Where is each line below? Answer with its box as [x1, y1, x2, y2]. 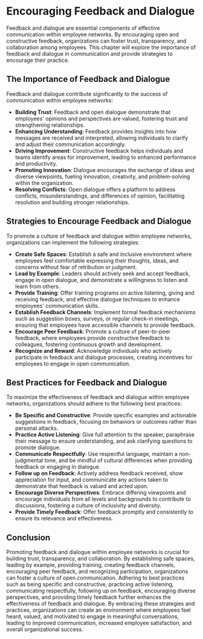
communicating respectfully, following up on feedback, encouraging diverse [6, 587, 196, 595]
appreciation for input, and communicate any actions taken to [14, 476, 168, 483]
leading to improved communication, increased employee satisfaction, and [6, 620, 192, 627]
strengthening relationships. [14, 121, 85, 129]
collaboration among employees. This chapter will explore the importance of [6, 44, 196, 51]
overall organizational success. [6, 626, 83, 633]
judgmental [14, 457, 43, 464]
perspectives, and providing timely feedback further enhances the [6, 594, 171, 601]
